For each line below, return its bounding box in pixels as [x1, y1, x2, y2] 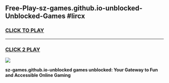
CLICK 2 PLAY [5, 46, 40, 53]
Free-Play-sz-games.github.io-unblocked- [5, 4, 143, 13]
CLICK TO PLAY [5, 27, 44, 34]
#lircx [67, 12, 86, 21]
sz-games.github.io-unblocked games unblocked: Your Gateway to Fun [5, 66, 158, 72]
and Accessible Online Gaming [5, 72, 71, 78]
